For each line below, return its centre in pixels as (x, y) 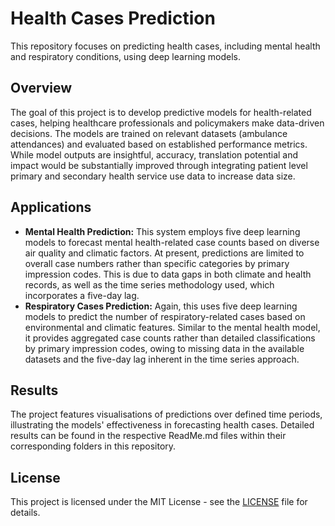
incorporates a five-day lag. (82, 295)
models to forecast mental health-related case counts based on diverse (172, 242)
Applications (51, 207)
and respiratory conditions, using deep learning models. (126, 56)
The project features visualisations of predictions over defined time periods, (166, 414)
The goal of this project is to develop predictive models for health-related (161, 112)
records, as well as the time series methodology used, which (149, 284)
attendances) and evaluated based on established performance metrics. (159, 144)
